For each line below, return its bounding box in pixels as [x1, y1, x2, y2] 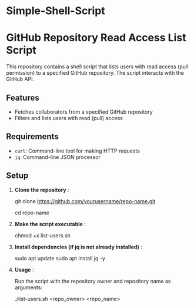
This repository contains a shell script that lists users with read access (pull [6, 63, 189, 70]
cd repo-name [14, 209, 50, 216]
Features [6, 92, 39, 102]
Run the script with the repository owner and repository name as [14, 277, 171, 284]
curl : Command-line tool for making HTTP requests [14, 147, 140, 154]
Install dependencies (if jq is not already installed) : [14, 243, 143, 250]
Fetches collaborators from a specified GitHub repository [14, 108, 153, 115]
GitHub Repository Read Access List [6, 31, 186, 45]
